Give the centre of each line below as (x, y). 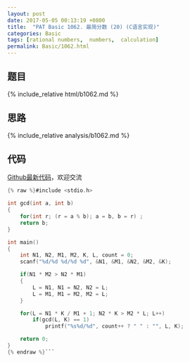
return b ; (34, 223)
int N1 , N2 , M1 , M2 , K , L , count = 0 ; (77, 255)
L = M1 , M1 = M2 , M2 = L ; (71, 294)
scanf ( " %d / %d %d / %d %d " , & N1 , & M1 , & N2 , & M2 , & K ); (96, 262)
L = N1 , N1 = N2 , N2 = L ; (71, 287)
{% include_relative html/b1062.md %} (63, 94)
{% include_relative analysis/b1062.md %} (69, 135)
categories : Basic (34, 33)
